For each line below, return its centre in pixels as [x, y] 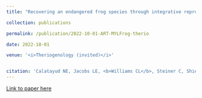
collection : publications [38, 23]
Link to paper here [29, 88]
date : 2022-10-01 [28, 44]
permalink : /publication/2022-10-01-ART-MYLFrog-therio [78, 34]
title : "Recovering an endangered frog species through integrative [94, 12]
